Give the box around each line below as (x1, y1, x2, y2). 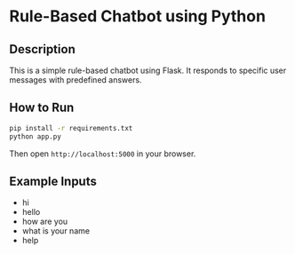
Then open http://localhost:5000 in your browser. (9, 148, 196, 159)
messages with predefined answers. (9, 75, 142, 85)
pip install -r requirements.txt (9, 123, 133, 132)
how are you (21, 216, 68, 227)
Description (9, 42, 76, 57)
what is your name (21, 226, 91, 236)
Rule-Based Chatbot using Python (9, 6, 267, 27)
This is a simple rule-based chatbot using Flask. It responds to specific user (9, 65, 287, 75)
